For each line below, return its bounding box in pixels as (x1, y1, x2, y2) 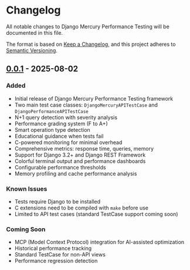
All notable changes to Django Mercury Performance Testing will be (6, 23, 170, 30)
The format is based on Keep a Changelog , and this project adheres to (6, 41, 176, 48)
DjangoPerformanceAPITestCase (14, 108, 89, 115)
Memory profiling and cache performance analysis (14, 170, 137, 177)
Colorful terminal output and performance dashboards (14, 157, 146, 165)
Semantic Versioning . (6, 46, 57, 54)
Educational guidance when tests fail (14, 132, 104, 139)
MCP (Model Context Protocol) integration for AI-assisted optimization (14, 239, 185, 246)
